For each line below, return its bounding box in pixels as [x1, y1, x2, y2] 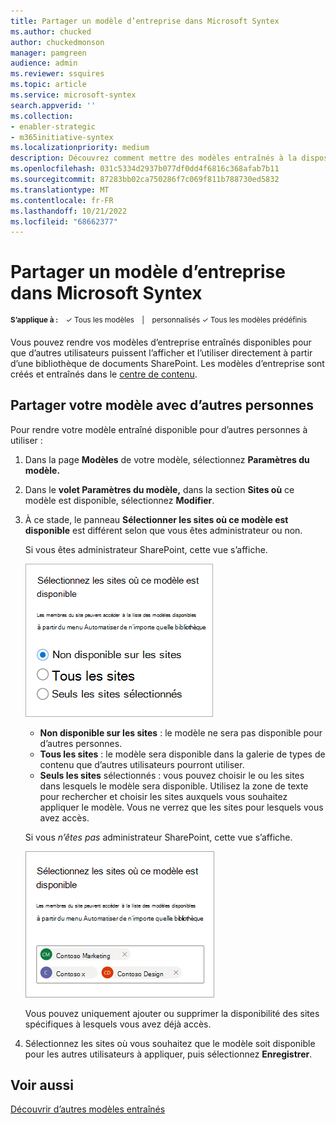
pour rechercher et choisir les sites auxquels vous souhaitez [39, 790, 288, 802]
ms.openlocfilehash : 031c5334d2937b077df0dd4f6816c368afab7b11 [10, 164, 280, 174]
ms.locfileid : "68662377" [10, 216, 118, 227]
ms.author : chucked [10, 26, 92, 37]
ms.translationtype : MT [10, 185, 110, 195]
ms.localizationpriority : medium [10, 143, 150, 153]
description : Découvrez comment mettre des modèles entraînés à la [10, 153, 298, 164]
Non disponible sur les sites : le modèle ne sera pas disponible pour [39, 726, 323, 739]
